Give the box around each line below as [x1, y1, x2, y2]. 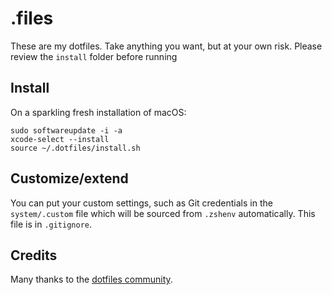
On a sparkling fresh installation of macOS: [10, 106, 187, 118]
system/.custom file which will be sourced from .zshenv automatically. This [10, 207, 316, 219]
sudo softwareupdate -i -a [10, 125, 123, 136]
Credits [10, 247, 58, 264]
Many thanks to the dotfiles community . [10, 273, 173, 286]
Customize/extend [10, 170, 129, 187]
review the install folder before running [10, 50, 178, 62]
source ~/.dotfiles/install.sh [10, 143, 141, 153]
